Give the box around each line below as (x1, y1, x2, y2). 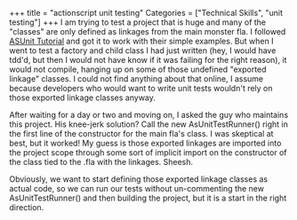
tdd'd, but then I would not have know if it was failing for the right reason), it (9, 55, 287, 65)
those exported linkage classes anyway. (9, 92, 156, 103)
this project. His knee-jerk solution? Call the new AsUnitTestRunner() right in (9, 119, 289, 130)
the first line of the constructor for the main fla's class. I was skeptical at (9, 129, 274, 138)
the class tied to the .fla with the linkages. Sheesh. (9, 157, 194, 167)
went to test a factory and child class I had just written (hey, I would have (9, 45, 277, 56)
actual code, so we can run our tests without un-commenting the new (9, 184, 265, 193)
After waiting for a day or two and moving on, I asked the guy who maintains (9, 110, 289, 120)
